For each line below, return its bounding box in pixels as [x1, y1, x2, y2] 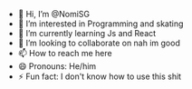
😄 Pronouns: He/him [17, 61, 97, 72]
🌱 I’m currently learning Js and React [17, 28, 157, 38]
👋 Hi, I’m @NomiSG [17, 9, 91, 19]
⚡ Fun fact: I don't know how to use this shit [17, 71, 182, 82]
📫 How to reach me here [17, 48, 112, 58]
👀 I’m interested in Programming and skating [17, 18, 184, 29]
